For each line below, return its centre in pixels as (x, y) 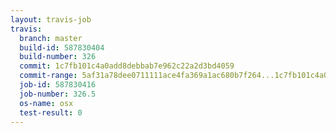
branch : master (51, 38)
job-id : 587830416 (58, 85)
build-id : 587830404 (62, 47)
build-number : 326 (58, 57)
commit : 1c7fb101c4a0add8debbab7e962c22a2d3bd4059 (127, 66)
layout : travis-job (51, 19)
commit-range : (48, 76)
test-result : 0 (51, 112)
